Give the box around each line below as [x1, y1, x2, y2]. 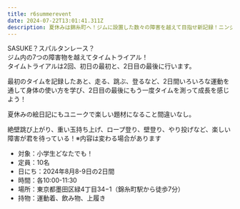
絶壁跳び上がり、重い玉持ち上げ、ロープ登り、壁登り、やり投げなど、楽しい [7, 126, 231, 134]
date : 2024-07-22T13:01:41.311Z [7, 17, 104, 24]
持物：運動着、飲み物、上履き [17, 194, 106, 203]
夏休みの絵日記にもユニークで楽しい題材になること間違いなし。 [7, 110, 195, 118]
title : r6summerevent [7, 10, 72, 18]
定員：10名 [17, 158, 50, 167]
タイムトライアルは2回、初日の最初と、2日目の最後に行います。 [7, 62, 196, 71]
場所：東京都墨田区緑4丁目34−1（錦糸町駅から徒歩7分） [17, 185, 184, 193]
